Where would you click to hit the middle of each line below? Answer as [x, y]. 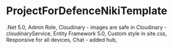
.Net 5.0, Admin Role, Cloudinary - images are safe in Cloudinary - [86, 27]
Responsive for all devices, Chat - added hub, [62, 40]
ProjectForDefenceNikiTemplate [87, 11]
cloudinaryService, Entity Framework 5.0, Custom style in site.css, [86, 33]
